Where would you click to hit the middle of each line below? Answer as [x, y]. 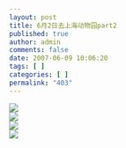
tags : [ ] [27, 67]
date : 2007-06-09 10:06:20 [59, 58]
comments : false [39, 50]
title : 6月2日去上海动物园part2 [63, 26]
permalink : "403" [41, 83]
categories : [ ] [39, 75]
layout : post [33, 17]
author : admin [35, 42]
